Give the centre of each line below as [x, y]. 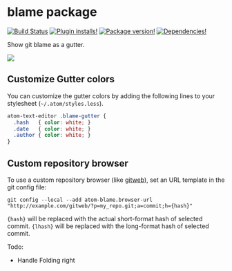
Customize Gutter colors [61, 79]
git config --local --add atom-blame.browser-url [80, 200]
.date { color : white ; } [52, 129]
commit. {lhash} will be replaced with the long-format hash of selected [108, 226]
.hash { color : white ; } [52, 122]
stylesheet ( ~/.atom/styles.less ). [55, 103]
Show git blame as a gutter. [46, 44]
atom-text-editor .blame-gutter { [57, 116]
